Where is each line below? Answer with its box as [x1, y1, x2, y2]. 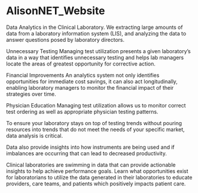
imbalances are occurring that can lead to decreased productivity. [6, 149, 167, 157]
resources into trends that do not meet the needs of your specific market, [6, 126, 185, 133]
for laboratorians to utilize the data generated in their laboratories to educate [6, 174, 193, 181]
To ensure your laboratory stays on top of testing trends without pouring [6, 119, 182, 126]
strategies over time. [6, 90, 56, 97]
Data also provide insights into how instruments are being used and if [6, 143, 175, 151]
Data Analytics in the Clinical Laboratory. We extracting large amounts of [6, 24, 183, 31]
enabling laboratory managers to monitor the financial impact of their [6, 84, 174, 91]
